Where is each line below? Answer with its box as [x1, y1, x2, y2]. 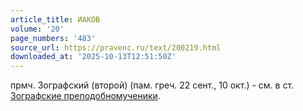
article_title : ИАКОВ [10, 14, 101, 25]
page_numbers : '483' [10, 33, 97, 43]
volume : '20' [10, 24, 65, 34]
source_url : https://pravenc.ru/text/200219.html [10, 42, 222, 53]
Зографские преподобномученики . [10, 90, 161, 102]
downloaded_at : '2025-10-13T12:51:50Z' [10, 52, 177, 62]
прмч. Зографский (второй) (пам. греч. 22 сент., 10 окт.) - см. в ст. [10, 79, 295, 91]
